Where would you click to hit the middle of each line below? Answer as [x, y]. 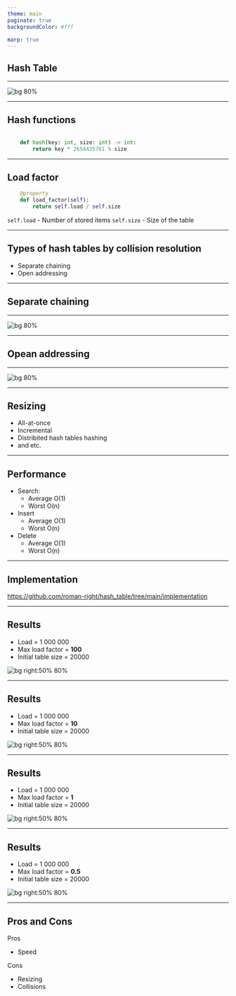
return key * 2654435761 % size [80, 149]
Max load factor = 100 [50, 649]
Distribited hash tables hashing [62, 438]
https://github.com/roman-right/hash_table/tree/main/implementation [107, 596]
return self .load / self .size [77, 207]
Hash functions [41, 120]
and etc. [29, 445]
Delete [27, 536]
